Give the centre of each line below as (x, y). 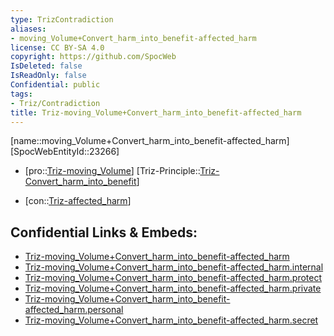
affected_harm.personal (74, 310)
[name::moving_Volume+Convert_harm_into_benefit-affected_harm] (150, 141)
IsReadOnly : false (48, 76)
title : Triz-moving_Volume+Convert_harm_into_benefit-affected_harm (156, 112)
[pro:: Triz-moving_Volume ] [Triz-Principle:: (112, 171)
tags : (21, 94)
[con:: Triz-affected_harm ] (78, 201)
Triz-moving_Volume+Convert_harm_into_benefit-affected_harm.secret (171, 320)
